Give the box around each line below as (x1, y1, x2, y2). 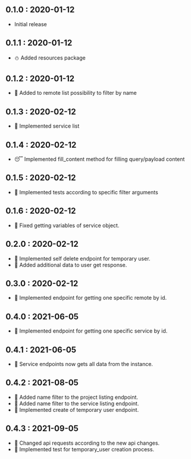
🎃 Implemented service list (14, 122, 80, 130)
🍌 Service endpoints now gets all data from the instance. (14, 360, 153, 367)
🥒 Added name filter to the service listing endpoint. (14, 399, 139, 407)
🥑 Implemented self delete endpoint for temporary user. (14, 255, 151, 262)
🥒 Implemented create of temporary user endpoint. (14, 406, 139, 413)
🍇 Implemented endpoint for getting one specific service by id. (14, 327, 168, 334)
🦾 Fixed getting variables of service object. (14, 222, 120, 229)
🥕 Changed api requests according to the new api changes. (14, 439, 160, 446)
